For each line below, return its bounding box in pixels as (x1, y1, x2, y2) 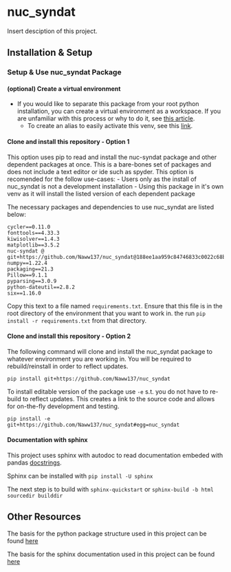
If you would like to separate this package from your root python (16, 100, 199, 108)
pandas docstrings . (7, 458, 62, 467)
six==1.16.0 (7, 290, 41, 297)
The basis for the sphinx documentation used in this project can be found (7, 550, 215, 558)
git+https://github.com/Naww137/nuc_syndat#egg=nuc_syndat (7, 421, 180, 428)
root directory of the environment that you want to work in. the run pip (7, 309, 206, 317)
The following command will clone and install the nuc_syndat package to (7, 347, 213, 355)
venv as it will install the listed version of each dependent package (7, 189, 196, 198)
